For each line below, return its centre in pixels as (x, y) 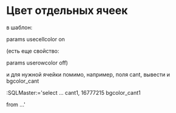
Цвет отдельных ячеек (67, 11)
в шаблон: (19, 27)
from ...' (16, 104)
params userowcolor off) (37, 63)
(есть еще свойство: (33, 51)
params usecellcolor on (36, 39)
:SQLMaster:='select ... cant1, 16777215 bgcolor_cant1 (73, 92)
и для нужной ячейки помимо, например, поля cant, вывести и (88, 74)
